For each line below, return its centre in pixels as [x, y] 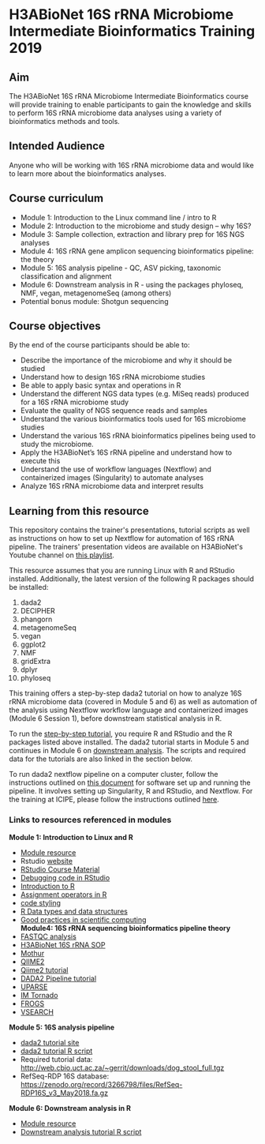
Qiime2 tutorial [44, 970]
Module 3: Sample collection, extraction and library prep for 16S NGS [132, 234]
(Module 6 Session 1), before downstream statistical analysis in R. [116, 718]
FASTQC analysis [49, 936]
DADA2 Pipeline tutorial [58, 978]
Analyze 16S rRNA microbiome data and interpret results [112, 486]
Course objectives [55, 326]
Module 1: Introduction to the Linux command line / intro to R [118, 217]
